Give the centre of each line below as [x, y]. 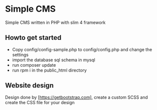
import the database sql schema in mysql [54, 60]
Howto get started [33, 38]
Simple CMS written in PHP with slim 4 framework [56, 22]
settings [20, 55]
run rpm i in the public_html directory [49, 70]
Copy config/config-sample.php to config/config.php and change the [82, 49]
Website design [29, 85]
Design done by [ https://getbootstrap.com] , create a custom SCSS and [77, 97]
